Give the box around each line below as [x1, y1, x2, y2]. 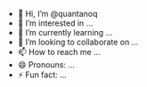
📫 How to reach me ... [17, 47, 101, 57]
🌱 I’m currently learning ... [17, 28, 113, 37]
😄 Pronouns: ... [17, 59, 76, 70]
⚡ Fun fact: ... [17, 69, 67, 80]
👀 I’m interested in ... [17, 18, 94, 28]
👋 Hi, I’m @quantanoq [17, 9, 98, 19]
